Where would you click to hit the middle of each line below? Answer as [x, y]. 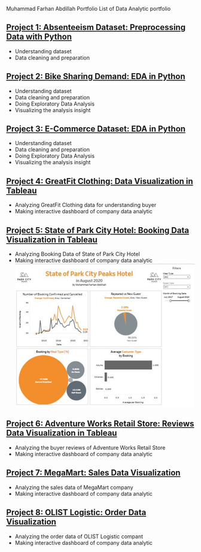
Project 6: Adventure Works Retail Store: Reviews [100, 424]
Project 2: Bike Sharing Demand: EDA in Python [96, 76]
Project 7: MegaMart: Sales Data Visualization [93, 473]
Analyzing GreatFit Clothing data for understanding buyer [86, 205]
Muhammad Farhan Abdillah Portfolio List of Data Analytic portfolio [89, 9]
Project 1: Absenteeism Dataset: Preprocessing [96, 27]
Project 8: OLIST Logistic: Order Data [76, 513]
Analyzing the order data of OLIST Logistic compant [79, 536]
